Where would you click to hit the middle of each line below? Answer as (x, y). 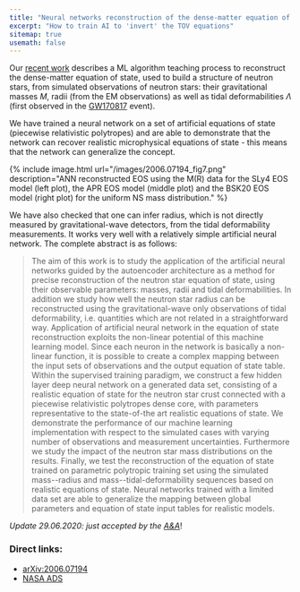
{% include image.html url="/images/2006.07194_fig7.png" (118, 169)
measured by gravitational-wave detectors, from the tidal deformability (140, 225)
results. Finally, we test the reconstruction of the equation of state (153, 461)
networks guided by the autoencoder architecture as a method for (153, 270)
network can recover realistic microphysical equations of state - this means (149, 142)
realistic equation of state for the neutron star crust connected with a (159, 394)
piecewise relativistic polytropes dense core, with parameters (145, 404)
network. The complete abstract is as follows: (93, 244)
